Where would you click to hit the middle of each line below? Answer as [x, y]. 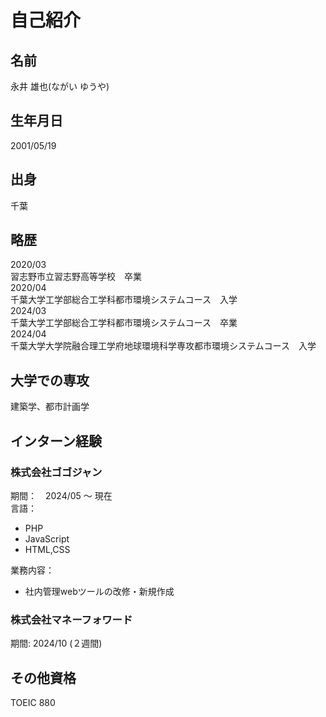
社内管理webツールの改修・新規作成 [99, 591]
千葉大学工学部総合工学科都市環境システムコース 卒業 [124, 323]
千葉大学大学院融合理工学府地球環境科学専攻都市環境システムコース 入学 [163, 346]
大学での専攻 [50, 380]
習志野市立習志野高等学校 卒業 [76, 277]
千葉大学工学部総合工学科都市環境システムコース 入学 [124, 300]
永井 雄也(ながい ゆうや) [60, 86]
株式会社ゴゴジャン [56, 472]
